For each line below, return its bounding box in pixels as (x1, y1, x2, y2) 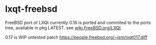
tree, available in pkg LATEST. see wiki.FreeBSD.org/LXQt (5, 24, 121, 30)
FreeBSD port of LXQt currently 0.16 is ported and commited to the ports (5, 20, 151, 25)
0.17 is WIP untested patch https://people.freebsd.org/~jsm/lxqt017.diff (5, 34, 148, 40)
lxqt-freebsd (5, 3, 58, 15)
